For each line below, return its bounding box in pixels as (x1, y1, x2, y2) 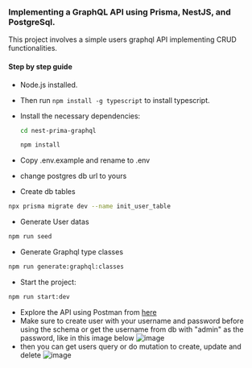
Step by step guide (8, 61, 72, 71)
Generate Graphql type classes (19, 247, 123, 256)
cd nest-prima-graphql (19, 126, 97, 134)
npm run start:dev (8, 292, 70, 300)
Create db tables (19, 187, 76, 196)
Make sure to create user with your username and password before (19, 316, 244, 325)
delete (19, 349, 42, 360)
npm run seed (8, 233, 52, 241)
